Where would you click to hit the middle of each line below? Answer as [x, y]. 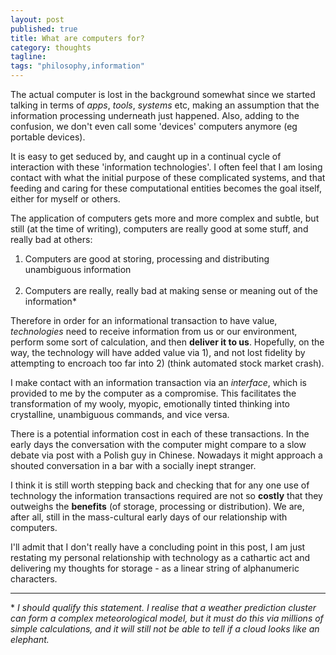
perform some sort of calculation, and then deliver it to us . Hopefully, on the [167, 342]
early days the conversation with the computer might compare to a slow [158, 444]
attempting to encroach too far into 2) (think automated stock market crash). [167, 363]
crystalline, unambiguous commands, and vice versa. [120, 414]
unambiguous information [78, 269]
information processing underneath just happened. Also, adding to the [155, 115]
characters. [34, 579]
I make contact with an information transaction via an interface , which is [158, 382]
